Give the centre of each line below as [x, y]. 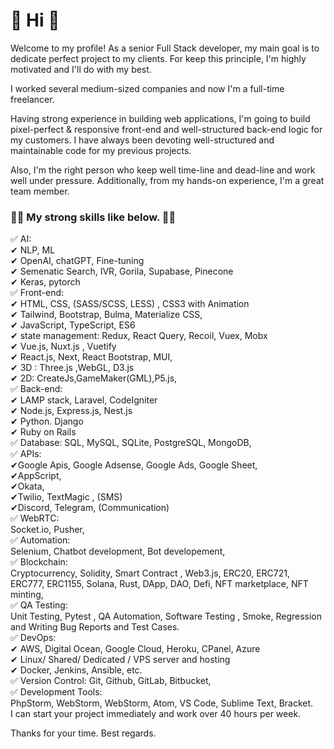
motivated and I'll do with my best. [81, 69]
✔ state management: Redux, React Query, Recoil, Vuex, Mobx [139, 336]
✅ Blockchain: [39, 562]
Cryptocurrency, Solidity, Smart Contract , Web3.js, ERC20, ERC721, [150, 573]
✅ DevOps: [33, 638]
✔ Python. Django [47, 421]
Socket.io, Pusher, [47, 530]
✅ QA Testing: [39, 605]
